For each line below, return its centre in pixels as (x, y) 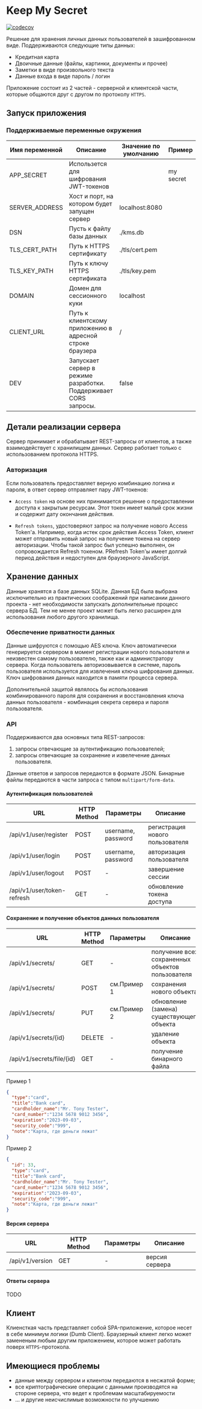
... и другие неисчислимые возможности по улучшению (87, 1400)
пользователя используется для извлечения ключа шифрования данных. (100, 671)
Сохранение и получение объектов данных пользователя (83, 918)
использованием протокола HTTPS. (53, 454)
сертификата (88, 278)
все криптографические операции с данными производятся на (96, 1387)
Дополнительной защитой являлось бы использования (77, 689)
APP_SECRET (28, 175)
